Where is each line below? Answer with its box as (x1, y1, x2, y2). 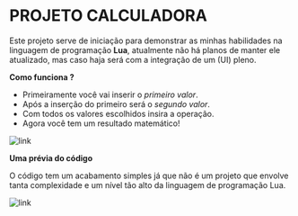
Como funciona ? (9, 71, 74, 82)
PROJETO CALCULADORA (9, 5, 208, 26)
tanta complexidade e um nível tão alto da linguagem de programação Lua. (9, 179, 286, 190)
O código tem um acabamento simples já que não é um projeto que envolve (9, 170, 289, 181)
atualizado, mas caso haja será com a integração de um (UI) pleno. (9, 54, 258, 65)
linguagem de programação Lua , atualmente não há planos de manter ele (9, 44, 281, 55)
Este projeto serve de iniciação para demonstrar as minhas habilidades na (9, 35, 283, 46)
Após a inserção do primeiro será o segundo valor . (22, 98, 211, 109)
